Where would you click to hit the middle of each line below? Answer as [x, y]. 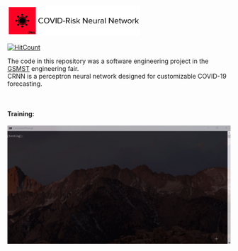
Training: [21, 113]
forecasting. [25, 84]
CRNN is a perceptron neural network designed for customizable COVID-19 [117, 76]
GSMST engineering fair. [43, 68]
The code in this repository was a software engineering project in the [108, 61]
